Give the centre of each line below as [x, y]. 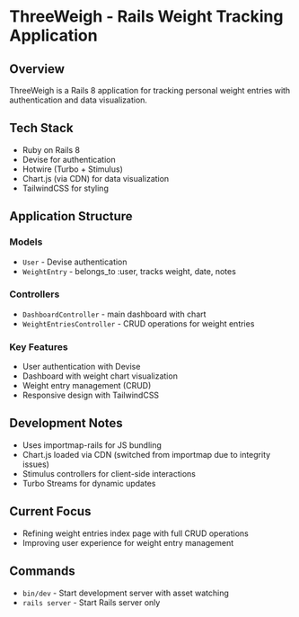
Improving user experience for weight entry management [128, 542]
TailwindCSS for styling [66, 188]
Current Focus [50, 511]
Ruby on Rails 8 [51, 149]
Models [26, 242]
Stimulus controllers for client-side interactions [109, 473]
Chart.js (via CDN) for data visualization [96, 178]
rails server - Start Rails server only [91, 602]
